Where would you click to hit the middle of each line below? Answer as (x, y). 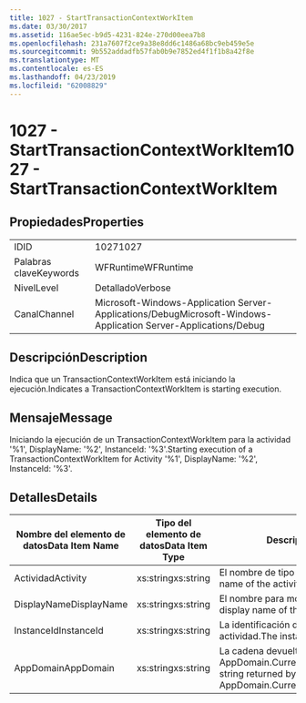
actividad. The (248, 637)
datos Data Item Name (71, 545)
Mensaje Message (61, 418)
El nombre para (252, 599)
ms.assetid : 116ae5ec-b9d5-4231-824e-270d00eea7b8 (107, 35)
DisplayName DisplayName (71, 605)
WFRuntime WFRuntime (144, 267)
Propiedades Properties (76, 223)
